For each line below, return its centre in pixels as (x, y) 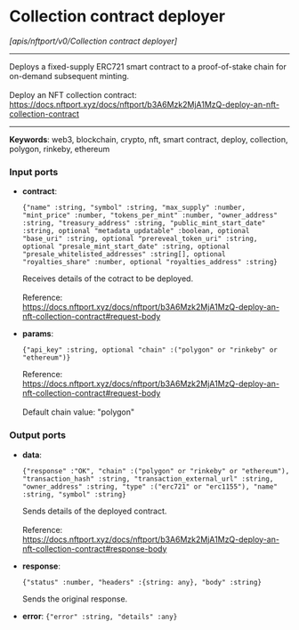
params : (38, 334)
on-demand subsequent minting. (69, 76)
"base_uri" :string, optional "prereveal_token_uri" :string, (140, 239)
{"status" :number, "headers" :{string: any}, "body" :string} (142, 582)
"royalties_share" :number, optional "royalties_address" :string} (149, 262)
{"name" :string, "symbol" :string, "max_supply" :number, (134, 208)
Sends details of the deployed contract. (94, 511)
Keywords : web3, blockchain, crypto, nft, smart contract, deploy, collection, (149, 139)
